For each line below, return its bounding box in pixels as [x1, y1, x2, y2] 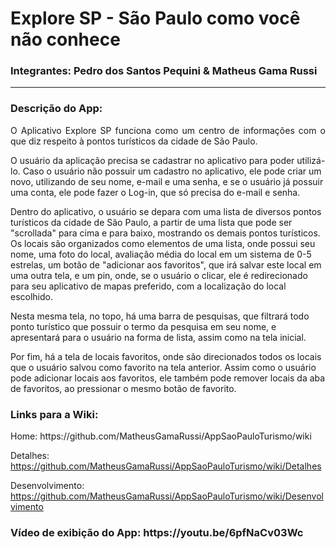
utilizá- [296, 154, 326, 166]
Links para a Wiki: [10, 407, 99, 421]
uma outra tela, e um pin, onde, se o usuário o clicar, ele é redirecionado [10, 269, 308, 281]
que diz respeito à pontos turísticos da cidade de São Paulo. [10, 135, 258, 147]
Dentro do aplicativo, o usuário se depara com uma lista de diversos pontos [10, 205, 322, 217]
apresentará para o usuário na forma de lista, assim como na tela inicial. [10, 331, 307, 343]
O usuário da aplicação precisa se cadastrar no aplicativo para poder [10, 154, 295, 166]
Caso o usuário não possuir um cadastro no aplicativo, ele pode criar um [22, 165, 322, 177]
